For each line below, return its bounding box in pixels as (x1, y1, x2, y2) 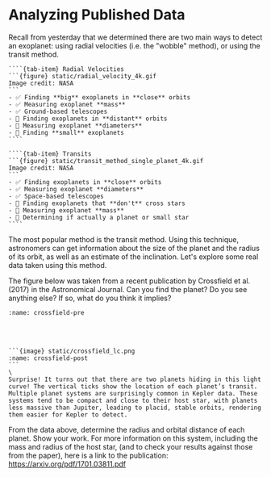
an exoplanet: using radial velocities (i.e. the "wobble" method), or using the (8, 40, 261, 50)
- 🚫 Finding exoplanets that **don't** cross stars (8, 199, 186, 207)
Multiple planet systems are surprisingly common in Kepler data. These (8, 389, 258, 397)
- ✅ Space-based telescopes (8, 192, 105, 200)
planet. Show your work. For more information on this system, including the (8, 433, 258, 443)
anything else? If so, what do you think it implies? (8, 293, 172, 303)
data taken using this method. (8, 260, 107, 270)
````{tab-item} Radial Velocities (8, 65, 125, 73)
